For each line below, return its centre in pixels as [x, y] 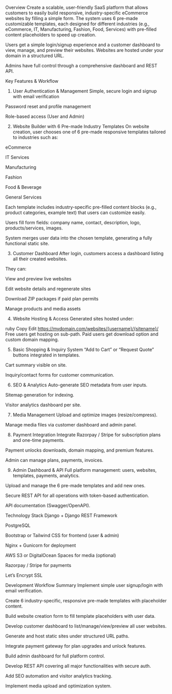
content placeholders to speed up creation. [51, 35]
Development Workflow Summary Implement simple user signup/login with [84, 585]
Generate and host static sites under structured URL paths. [67, 636]
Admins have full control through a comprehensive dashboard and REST [81, 66]
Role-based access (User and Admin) [45, 116]
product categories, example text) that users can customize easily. [76, 212]
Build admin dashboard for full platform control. [55, 656]
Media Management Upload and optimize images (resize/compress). [85, 415]
